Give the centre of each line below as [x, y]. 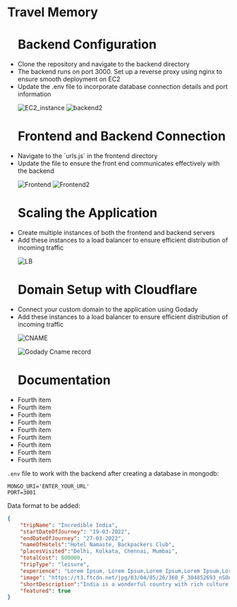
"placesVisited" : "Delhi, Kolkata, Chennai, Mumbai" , [99, 551]
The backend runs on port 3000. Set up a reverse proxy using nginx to [120, 72]
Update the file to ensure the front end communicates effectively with [119, 164]
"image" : [33, 577]
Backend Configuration [87, 45]
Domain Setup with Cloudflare [107, 290]
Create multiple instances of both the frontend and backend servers [116, 233]
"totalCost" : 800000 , [51, 558]
